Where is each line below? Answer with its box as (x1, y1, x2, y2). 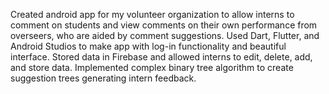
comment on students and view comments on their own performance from (10, 19, 318, 31)
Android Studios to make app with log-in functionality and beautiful (10, 40, 287, 52)
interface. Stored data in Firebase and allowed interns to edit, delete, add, (10, 51, 313, 63)
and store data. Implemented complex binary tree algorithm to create (10, 62, 294, 73)
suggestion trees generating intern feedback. (10, 72, 197, 84)
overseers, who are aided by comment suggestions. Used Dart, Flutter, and (10, 30, 320, 41)
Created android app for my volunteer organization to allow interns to (10, 9, 295, 20)
